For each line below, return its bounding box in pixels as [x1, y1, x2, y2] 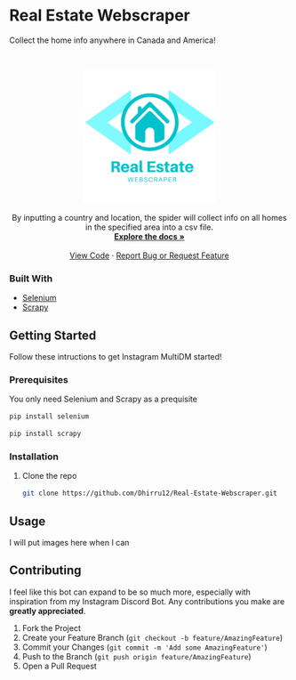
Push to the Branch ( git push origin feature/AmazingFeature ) [21, 651, 252, 661]
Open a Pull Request [21, 660, 98, 671]
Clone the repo [21, 471, 77, 482]
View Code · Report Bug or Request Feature [69, 250, 229, 261]
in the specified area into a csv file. [85, 222, 213, 232]
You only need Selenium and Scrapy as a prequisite [9, 393, 198, 405]
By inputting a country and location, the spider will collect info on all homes [12, 212, 287, 223]
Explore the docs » [114, 231, 185, 241]
